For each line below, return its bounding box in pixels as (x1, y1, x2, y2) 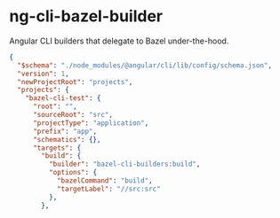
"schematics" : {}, (32, 135, 101, 144)
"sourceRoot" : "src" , (32, 111, 114, 120)
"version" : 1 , (17, 69, 69, 78)
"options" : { (48, 168, 98, 177)
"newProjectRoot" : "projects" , (17, 77, 133, 86)
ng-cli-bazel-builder (9, 6, 163, 27)
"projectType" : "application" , (32, 118, 149, 128)
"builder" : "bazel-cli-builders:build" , (48, 160, 201, 169)
